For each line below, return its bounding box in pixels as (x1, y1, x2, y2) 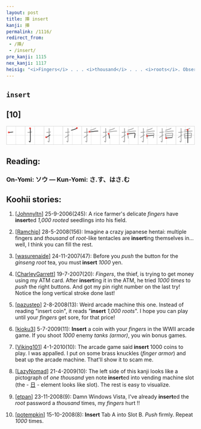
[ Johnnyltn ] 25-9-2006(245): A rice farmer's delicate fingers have (14, 210, 178, 218)
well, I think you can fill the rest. (14, 241, 93, 248)
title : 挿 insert (6, 16, 49, 22)
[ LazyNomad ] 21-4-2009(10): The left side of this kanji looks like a (14, 368, 178, 375)
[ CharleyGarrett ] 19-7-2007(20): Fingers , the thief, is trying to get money (14, 270, 194, 278)
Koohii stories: (6, 194, 62, 205)
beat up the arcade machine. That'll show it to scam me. (14, 356, 154, 363)
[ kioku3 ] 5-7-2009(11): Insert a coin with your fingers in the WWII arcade (14, 325, 195, 333)
